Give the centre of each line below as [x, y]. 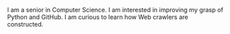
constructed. [25, 24]
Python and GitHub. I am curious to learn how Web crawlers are [98, 17]
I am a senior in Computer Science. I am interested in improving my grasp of [115, 10]
